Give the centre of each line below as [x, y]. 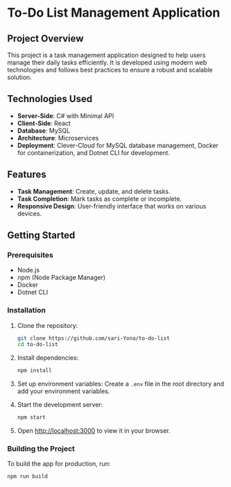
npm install [34, 371]
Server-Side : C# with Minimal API [66, 115]
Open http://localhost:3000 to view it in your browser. [94, 431]
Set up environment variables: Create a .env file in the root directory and [120, 384]
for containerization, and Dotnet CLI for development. [93, 152]
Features [27, 175]
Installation [27, 311]
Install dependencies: [48, 358]
